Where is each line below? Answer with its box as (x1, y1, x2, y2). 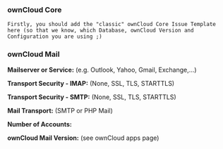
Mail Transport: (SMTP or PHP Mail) (7, 106, 113, 115)
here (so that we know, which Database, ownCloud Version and (7, 27, 194, 34)
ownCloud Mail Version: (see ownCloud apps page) (7, 134, 159, 142)
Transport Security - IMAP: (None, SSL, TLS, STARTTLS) (7, 79, 175, 87)
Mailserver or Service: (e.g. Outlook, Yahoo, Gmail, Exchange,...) (7, 65, 197, 74)
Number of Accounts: (7, 119, 72, 128)
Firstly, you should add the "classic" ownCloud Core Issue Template (7, 21, 217, 28)
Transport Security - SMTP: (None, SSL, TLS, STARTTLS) (7, 93, 176, 101)
